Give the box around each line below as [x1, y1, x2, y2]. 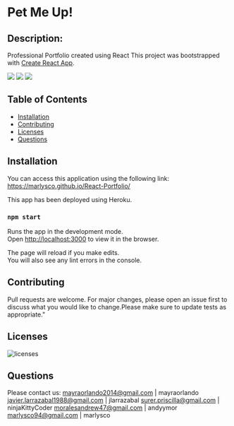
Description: [7, 32, 63, 45]
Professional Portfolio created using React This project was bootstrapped [7, 51, 220, 59]
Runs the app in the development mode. [7, 227, 123, 235]
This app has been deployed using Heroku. [7, 195, 133, 203]
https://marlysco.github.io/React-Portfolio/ [7, 182, 130, 190]
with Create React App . [7, 59, 75, 67]
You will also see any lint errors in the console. [7, 256, 142, 264]
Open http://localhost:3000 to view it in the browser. [7, 235, 159, 243]
